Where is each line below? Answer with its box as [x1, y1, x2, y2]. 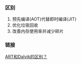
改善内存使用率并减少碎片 [12, 28, 64, 34]
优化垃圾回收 [12, 22, 38, 28]
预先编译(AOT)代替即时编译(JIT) [12, 16, 77, 22]
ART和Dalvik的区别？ [5, 53, 48, 59]
